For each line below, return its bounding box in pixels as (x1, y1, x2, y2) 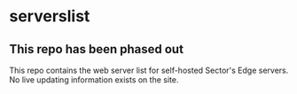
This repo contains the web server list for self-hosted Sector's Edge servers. (9, 65, 289, 75)
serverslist (9, 6, 90, 27)
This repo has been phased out (9, 42, 184, 57)
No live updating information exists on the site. (9, 74, 179, 85)
